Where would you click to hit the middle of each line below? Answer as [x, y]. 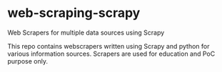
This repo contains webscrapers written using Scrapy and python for [109, 46]
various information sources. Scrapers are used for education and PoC [111, 54]
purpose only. [28, 61]
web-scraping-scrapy [74, 13]
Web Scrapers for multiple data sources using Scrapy [86, 32]
